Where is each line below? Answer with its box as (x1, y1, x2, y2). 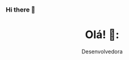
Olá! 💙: (84, 28, 120, 42)
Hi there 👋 (6, 5, 36, 14)
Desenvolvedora (81, 48, 123, 55)
